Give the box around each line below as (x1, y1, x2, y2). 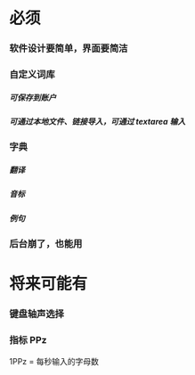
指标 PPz (9, 334, 47, 346)
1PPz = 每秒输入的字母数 (9, 355, 100, 366)
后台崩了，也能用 (9, 238, 83, 250)
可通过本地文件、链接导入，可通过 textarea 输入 (9, 117, 186, 126)
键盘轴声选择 (9, 308, 65, 321)
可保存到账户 (9, 92, 56, 102)
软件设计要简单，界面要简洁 (9, 42, 128, 54)
